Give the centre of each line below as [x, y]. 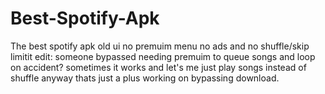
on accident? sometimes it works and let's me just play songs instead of [158, 67]
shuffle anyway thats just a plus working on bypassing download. [145, 78]
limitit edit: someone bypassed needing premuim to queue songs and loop [163, 56]
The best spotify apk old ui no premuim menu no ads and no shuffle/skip [160, 46]
